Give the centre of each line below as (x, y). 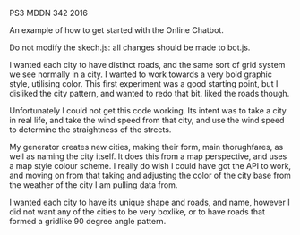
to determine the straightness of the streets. (90, 130)
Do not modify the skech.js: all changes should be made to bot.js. (130, 47)
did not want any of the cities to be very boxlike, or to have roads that (137, 212)
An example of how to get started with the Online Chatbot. (116, 30)
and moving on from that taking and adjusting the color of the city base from (150, 175)
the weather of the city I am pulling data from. (94, 185)
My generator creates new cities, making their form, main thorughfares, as (146, 147)
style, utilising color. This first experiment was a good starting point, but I (144, 84)
